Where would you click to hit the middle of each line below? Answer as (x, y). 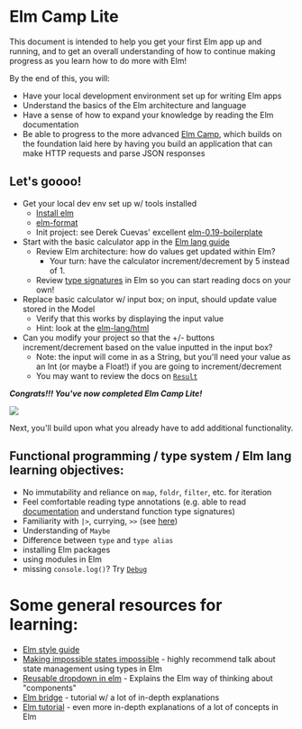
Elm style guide (51, 649)
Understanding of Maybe (66, 531)
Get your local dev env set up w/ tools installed (110, 203)
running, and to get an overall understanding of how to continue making (142, 51)
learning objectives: (67, 471)
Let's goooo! (46, 182)
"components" (49, 687)
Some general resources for (116, 605)
